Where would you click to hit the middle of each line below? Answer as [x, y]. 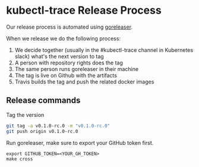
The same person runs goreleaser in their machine [76, 69]
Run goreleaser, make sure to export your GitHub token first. [80, 143]
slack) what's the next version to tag [59, 56]
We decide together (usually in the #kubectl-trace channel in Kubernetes [104, 50]
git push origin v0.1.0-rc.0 [42, 131]
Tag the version [25, 115]
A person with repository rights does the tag [69, 63]
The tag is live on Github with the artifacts [66, 75]
